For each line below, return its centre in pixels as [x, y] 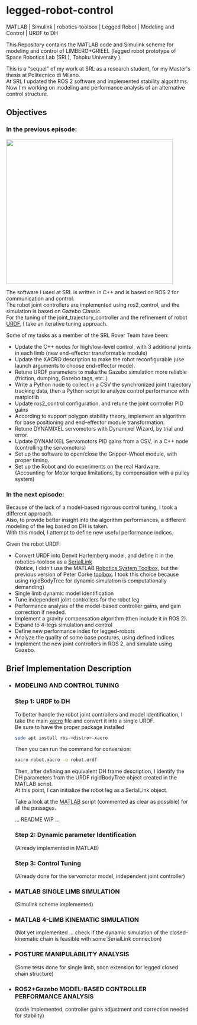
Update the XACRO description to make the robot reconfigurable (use [99, 359]
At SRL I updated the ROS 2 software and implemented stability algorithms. [97, 81]
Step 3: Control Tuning [48, 863]
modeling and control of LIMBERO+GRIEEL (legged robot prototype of [91, 50]
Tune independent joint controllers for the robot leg [77, 599]
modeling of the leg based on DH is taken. [57, 526]
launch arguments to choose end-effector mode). [75, 365]
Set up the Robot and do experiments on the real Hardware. [87, 466]
